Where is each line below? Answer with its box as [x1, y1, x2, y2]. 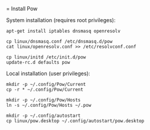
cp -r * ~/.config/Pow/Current [6, 86, 84, 92]
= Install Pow [6, 5, 38, 12]
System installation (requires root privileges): [6, 17, 116, 23]
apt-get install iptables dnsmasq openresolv [6, 28, 120, 34]
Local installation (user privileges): [6, 70, 91, 77]
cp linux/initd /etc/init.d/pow [6, 54, 86, 60]
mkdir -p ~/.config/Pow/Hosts [6, 97, 81, 103]
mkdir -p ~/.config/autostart [6, 113, 81, 119]
